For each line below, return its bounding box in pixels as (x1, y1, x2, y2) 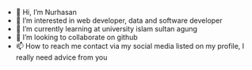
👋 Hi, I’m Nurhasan (15, 8, 77, 17)
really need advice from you (15, 53, 108, 62)
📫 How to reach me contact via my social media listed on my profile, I (15, 42, 245, 50)
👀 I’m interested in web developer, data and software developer (15, 16, 223, 25)
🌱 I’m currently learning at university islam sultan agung (15, 24, 198, 33)
